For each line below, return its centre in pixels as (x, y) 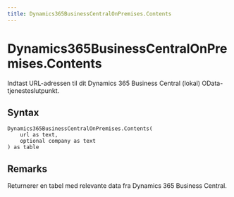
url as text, (39, 135)
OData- (213, 83)
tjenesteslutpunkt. (33, 90)
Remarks (27, 169)
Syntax (23, 112)
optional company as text (58, 141)
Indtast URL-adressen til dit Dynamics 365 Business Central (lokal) (104, 83)
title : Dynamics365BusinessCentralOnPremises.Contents (90, 14)
